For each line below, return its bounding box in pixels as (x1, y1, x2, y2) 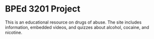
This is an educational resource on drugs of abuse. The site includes (5, 19, 142, 25)
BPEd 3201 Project (5, 3, 81, 14)
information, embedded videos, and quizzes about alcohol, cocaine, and (5, 24, 149, 30)
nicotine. (5, 29, 23, 35)
